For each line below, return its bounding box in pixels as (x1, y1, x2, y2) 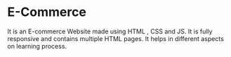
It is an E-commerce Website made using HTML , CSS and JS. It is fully (7, 27, 213, 35)
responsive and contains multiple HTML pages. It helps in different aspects (7, 34, 225, 42)
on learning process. (7, 42, 67, 50)
